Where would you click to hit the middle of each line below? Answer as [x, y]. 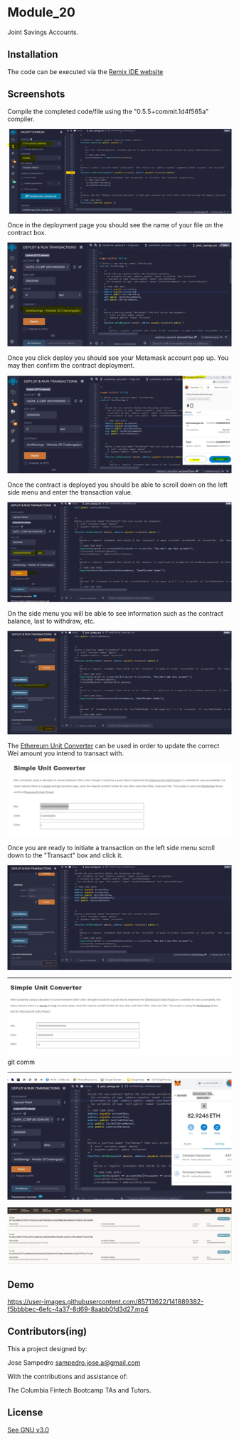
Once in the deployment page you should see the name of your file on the [116, 224]
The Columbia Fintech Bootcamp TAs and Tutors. [79, 1390]
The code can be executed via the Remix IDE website [85, 71]
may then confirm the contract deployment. [71, 365]
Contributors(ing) [47, 1332]
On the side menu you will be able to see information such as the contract [116, 613]
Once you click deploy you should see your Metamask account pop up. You [118, 358]
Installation [33, 55]
